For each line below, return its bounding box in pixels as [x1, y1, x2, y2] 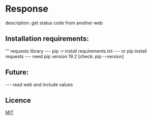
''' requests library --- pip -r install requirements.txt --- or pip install [5, 48, 147, 54]
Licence [5, 96, 32, 104]
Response [5, 3, 49, 15]
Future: [5, 68, 29, 76]
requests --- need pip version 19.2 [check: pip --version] [5, 53, 125, 59]
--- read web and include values [5, 82, 73, 88]
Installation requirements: [5, 34, 89, 43]
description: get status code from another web [5, 20, 103, 26]
